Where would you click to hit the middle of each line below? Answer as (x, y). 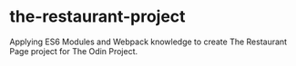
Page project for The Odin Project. (74, 51)
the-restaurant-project (97, 17)
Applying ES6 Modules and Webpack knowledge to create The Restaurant (148, 42)
